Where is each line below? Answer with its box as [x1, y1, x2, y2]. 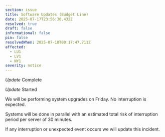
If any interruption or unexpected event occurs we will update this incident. [5, 126, 160, 132]
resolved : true [5, 21, 37, 26]
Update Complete [5, 77, 42, 83]
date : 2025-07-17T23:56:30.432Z [5, 16, 73, 21]
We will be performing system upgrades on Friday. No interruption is [5, 96, 146, 102]
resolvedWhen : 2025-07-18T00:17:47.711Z [5, 40, 91, 45]
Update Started [5, 86, 37, 92]
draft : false [5, 26, 33, 31]
